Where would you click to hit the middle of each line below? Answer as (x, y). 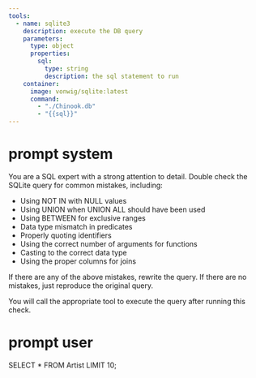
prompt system (61, 154)
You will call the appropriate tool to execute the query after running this (127, 301)
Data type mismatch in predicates (76, 226)
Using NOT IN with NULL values (73, 200)
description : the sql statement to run (112, 76)
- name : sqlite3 (43, 24)
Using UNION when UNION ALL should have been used (113, 209)
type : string (66, 69)
